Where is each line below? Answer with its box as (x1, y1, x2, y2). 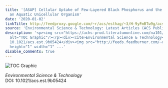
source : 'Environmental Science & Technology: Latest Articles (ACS (5, 26, 151, 31)
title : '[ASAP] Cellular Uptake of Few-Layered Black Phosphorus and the (5, 7, 162, 12)
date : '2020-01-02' (5, 16, 46, 21)
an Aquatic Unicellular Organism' (9, 12, 81, 17)
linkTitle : (5, 21, 28, 26)
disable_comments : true (5, 49, 55, 54)
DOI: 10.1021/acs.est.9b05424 (5, 78, 66, 84)
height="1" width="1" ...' (9, 44, 66, 49)
